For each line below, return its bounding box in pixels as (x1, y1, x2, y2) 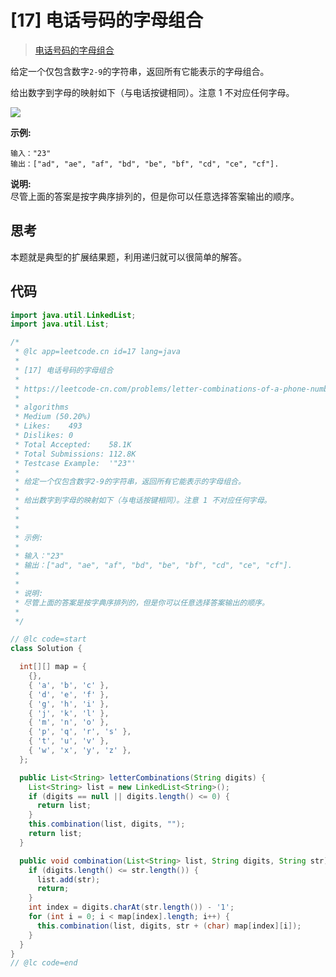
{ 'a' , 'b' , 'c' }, (28, 680, 110, 690)
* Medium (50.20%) (14, 412, 92, 422)
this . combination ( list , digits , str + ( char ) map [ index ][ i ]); (36, 921, 302, 931)
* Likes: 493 (14, 421, 83, 431)
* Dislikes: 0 (14, 431, 74, 441)
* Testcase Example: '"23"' (14, 458, 137, 468)
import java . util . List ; (10, 319, 110, 330)
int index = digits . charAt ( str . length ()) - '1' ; (28, 902, 235, 913)
